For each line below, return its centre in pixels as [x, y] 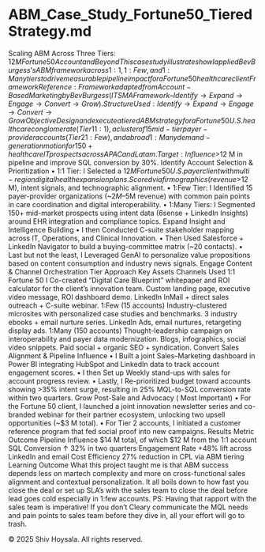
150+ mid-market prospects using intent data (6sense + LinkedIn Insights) [128, 213]
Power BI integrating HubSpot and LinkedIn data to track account [114, 364]
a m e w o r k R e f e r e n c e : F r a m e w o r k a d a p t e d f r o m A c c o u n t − [100, 87]
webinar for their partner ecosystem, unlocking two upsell [131, 414]
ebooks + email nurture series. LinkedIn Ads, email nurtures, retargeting [125, 322]
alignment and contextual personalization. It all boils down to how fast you [129, 482]
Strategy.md [50, 31]
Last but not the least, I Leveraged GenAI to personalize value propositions [129, 255]
